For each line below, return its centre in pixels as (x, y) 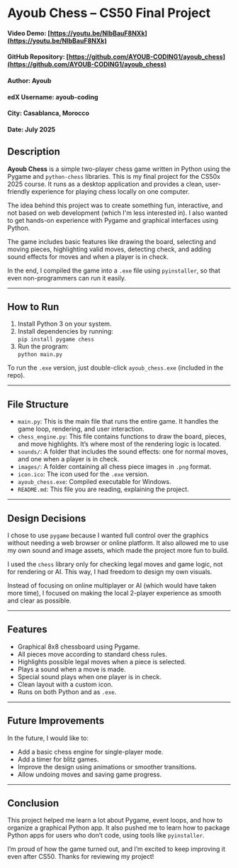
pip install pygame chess (56, 340)
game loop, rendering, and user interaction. (81, 429)
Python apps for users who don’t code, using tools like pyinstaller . (106, 835)
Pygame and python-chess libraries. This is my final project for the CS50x (114, 176)
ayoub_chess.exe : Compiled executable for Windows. (94, 482)
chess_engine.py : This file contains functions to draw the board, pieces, (122, 436)
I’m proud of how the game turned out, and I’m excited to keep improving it (116, 849)
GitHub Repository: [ (38, 57)
